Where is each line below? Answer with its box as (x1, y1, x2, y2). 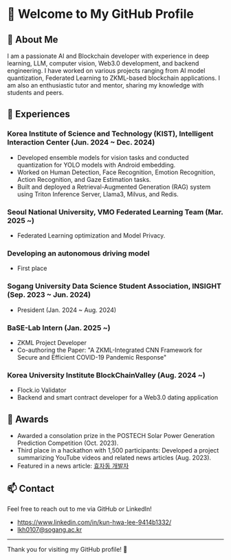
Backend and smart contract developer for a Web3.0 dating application (16, 393, 219, 402)
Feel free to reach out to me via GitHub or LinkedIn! (7, 504, 153, 512)
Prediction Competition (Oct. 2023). (16, 439, 119, 447)
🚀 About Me (7, 34, 58, 45)
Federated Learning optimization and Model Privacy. (16, 231, 166, 240)
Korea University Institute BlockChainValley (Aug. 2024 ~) (7, 370, 206, 380)
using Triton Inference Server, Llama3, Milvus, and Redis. (16, 189, 179, 198)
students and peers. (7, 89, 64, 96)
